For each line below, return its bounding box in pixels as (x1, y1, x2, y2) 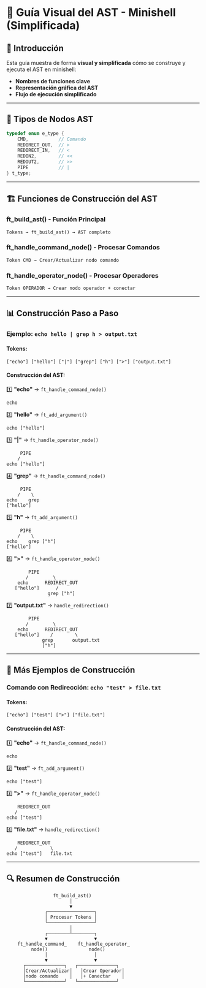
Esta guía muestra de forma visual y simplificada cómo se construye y (6, 59, 186, 66)
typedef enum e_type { (6, 130, 64, 137)
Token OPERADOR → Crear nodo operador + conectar (6, 285, 136, 292)
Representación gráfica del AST (15, 84, 99, 91)
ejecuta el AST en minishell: (6, 66, 77, 73)
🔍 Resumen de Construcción (6, 873, 120, 884)
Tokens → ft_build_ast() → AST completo (6, 229, 112, 235)
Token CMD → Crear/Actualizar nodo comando (6, 257, 120, 263)
